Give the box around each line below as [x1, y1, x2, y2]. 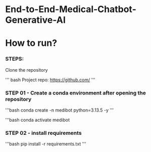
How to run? [5, 37, 57, 49]
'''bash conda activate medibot [5, 117, 70, 123]
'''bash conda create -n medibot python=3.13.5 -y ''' [5, 107, 114, 113]
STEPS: [5, 56, 24, 63]
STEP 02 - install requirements [5, 129, 82, 136]
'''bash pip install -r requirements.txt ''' [5, 141, 86, 147]
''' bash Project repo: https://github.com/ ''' [5, 77, 95, 83]
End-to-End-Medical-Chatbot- [5, 4, 136, 15]
